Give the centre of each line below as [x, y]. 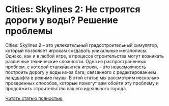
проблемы [29, 31]
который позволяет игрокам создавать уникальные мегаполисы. [76, 50]
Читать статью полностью [34, 98]
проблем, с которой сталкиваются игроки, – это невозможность [76, 67]
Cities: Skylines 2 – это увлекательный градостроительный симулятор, [82, 45]
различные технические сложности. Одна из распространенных [76, 61]
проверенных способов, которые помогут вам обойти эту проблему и [82, 83]
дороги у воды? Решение [62, 20]
